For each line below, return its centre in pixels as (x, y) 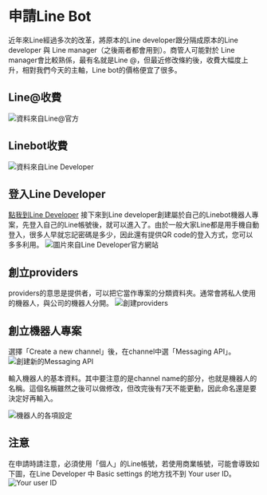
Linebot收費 (38, 146)
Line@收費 (35, 98)
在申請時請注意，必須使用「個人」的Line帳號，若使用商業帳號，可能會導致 (130, 463)
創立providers (43, 272)
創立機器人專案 (45, 331)
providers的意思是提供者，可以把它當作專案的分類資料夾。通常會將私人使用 (132, 293)
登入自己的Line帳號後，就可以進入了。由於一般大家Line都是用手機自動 (144, 225)
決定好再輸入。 (33, 398)
